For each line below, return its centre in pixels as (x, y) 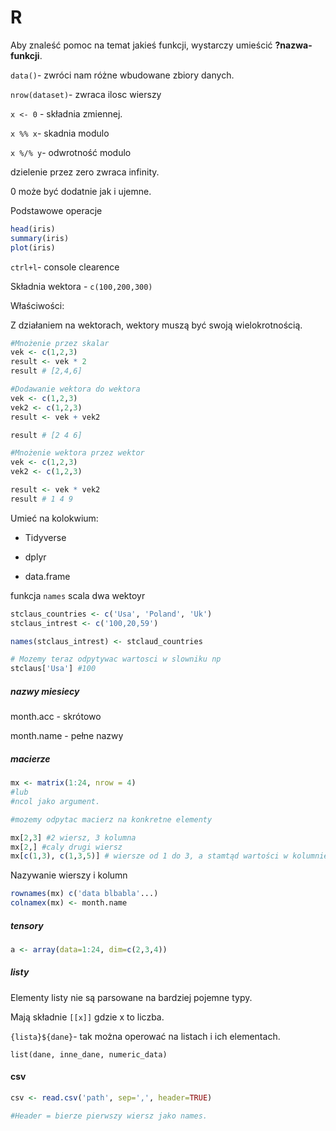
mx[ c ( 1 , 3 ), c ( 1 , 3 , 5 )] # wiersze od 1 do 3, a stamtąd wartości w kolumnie (169, 856)
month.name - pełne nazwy (67, 736)
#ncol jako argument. (55, 801)
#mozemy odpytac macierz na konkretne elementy (111, 819)
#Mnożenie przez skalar (60, 343)
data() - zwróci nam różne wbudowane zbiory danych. (122, 75)
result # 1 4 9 (42, 499)
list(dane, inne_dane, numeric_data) (89, 1054)
